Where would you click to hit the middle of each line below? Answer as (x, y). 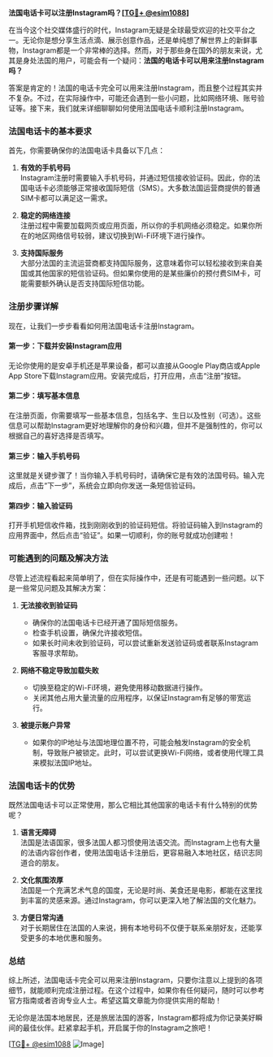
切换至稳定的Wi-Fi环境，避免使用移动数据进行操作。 (119, 687)
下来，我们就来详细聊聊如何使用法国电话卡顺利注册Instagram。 (142, 108)
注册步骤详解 (34, 306)
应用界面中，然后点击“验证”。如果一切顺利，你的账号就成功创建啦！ (122, 535)
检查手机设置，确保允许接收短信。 (89, 632)
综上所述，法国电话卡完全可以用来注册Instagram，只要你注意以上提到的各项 (135, 980)
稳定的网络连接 (45, 215)
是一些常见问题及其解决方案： (58, 587)
